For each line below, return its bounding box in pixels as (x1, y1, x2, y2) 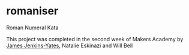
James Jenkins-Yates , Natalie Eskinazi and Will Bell (6, 42, 133, 49)
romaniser (6, 4, 59, 18)
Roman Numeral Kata (6, 24, 59, 31)
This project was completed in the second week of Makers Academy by (6, 35, 184, 42)
